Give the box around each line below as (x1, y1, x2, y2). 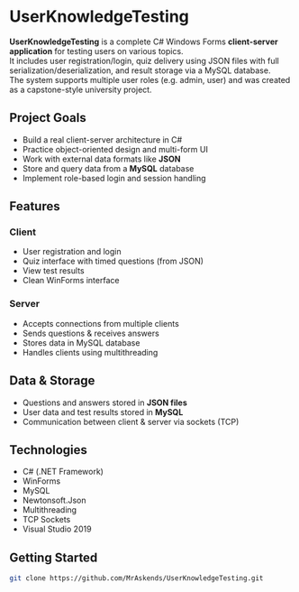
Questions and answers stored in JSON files (22, 397, 187, 408)
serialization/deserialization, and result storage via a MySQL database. (9, 65, 271, 76)
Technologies (9, 442, 88, 458)
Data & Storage (9, 373, 95, 389)
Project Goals (9, 110, 87, 125)
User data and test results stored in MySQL (22, 406, 184, 417)
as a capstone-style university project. (9, 84, 152, 95)
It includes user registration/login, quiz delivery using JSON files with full (9, 55, 279, 66)
